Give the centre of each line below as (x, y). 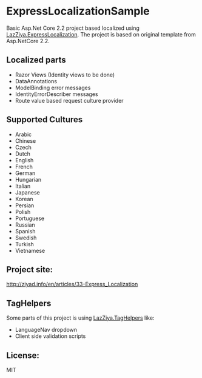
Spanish (25, 231)
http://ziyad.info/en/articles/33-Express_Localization (72, 284)
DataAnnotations (36, 81)
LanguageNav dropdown (46, 330)
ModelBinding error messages (53, 88)
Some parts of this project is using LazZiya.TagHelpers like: (80, 318)
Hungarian (28, 179)
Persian (25, 205)
